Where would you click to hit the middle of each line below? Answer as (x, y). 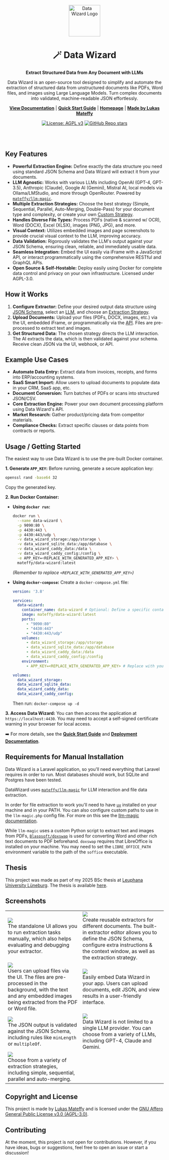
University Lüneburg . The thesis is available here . (56, 885)
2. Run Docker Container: (32, 497)
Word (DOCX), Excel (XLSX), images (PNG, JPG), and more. (74, 225)
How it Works (27, 294)
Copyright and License (41, 1097)
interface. (94, 1002)
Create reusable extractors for (118, 919)
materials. (23, 420)
